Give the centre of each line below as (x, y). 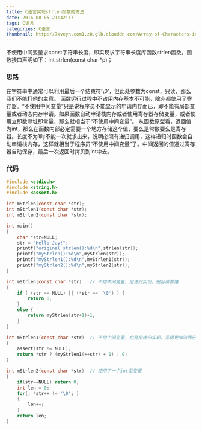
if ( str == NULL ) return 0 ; (48, 382)
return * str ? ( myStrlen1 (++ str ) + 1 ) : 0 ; (72, 355)
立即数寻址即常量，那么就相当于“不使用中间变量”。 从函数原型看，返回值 (101, 121)
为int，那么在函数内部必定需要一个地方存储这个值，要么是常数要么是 (91, 129)
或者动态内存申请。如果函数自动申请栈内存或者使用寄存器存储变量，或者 (101, 114)
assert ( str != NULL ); (44, 349)
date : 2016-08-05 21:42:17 (40, 18)
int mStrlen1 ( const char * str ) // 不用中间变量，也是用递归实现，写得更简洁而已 (101, 338)
